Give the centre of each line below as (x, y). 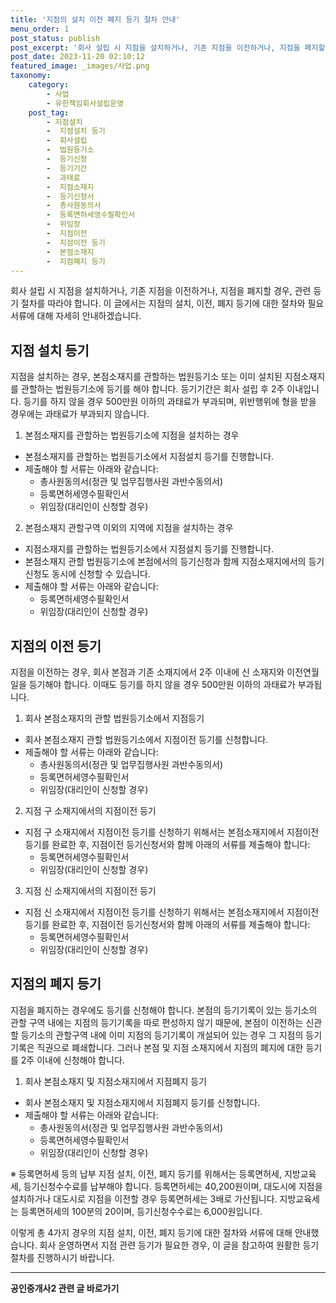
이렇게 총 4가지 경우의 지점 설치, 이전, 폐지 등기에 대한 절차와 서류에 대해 (151, 1232)
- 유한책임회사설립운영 (85, 103)
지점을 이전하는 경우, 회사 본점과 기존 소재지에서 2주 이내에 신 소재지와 (147, 672)
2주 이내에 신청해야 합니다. (72, 1060)
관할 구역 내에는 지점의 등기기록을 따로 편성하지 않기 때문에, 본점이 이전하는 (157, 1022)
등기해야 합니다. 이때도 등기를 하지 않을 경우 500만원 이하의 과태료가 (162, 684)
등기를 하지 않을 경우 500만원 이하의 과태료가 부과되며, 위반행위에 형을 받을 (170, 402)
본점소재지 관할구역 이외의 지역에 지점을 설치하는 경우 (129, 528)
